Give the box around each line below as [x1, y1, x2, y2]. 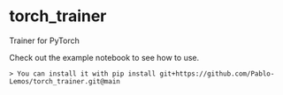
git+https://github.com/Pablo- [159, 69, 275, 78]
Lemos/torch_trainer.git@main [9, 77, 121, 85]
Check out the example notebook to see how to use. [9, 52, 200, 62]
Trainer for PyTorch [9, 35, 80, 46]
